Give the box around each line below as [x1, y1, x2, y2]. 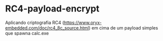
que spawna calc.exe [5, 30, 49, 36]
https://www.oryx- [63, 19, 102, 25]
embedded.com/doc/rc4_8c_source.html [5, 24, 89, 30]
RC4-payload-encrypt [5, 3, 99, 14]
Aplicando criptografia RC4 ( [5, 19, 64, 25]
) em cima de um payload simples [88, 24, 158, 30]
